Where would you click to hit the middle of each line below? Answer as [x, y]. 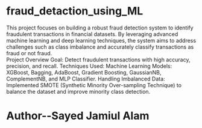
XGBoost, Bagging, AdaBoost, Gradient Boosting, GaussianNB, [84, 72]
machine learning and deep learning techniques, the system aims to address [101, 40]
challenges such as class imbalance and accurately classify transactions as [100, 47]
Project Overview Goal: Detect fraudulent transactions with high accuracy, [98, 59]
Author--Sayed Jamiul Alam [78, 116]
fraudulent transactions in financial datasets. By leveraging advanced [92, 34]
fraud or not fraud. [29, 53]
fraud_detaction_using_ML [75, 11]
